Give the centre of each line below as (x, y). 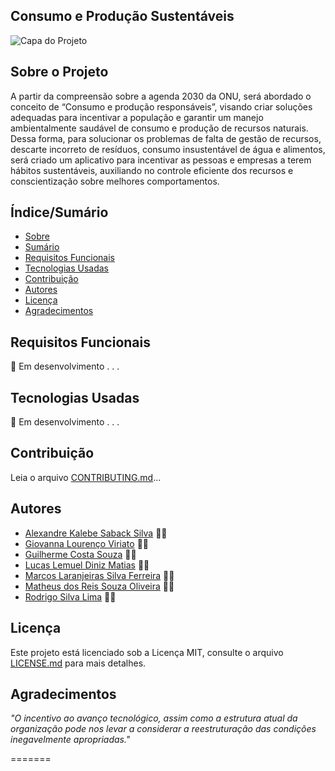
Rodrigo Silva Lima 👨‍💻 (70, 596)
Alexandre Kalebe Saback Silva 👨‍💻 (96, 533)
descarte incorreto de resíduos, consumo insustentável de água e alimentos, (168, 149)
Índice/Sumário (59, 212)
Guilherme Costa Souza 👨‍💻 (80, 554)
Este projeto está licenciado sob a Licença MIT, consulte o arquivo (147, 652)
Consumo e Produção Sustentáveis (122, 16)
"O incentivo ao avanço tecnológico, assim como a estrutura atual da (154, 718)
